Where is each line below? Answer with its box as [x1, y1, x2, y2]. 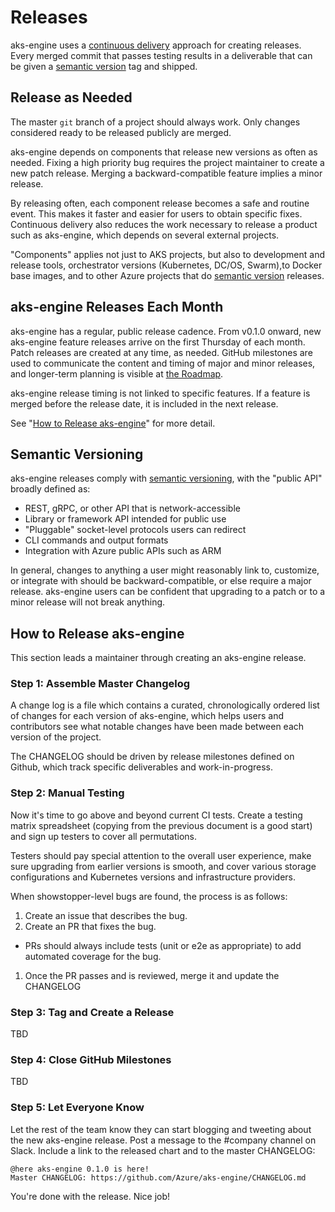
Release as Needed [10, 89, 133, 106]
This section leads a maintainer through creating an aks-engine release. [10, 652, 307, 664]
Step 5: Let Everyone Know [10, 1101, 145, 1115]
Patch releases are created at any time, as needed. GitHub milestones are [10, 346, 313, 358]
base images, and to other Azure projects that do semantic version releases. [10, 269, 325, 281]
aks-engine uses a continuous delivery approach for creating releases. [10, 39, 302, 51]
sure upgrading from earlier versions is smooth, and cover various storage [10, 860, 317, 872]
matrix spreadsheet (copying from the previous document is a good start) [10, 819, 313, 831]
